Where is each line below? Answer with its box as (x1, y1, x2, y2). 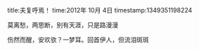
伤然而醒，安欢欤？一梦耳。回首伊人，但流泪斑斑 (7, 35, 149, 44)
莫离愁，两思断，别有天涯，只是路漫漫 (7, 21, 118, 29)
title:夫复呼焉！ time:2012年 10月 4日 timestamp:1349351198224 (7, 6, 193, 14)
